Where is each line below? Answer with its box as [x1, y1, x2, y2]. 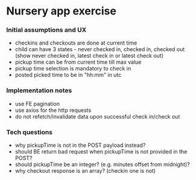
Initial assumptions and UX [6, 26, 87, 34]
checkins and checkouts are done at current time [14, 39, 138, 46]
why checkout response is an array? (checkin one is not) [14, 167, 156, 175]
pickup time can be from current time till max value [14, 58, 142, 66]
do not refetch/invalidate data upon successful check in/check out [14, 113, 180, 120]
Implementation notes [6, 86, 72, 95]
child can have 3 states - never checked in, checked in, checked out [14, 46, 185, 53]
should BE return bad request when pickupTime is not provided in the [14, 148, 188, 155]
